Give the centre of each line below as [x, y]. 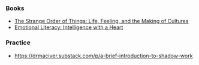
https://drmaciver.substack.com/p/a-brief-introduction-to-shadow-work [103, 56]
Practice [18, 43]
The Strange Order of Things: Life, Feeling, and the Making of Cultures [101, 21]
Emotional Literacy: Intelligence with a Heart [69, 27]
